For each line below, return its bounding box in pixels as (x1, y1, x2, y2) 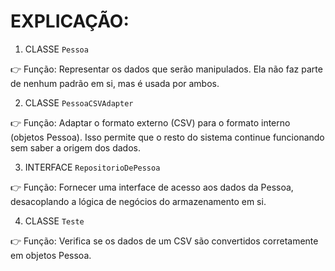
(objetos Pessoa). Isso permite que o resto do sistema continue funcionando (10, 131, 325, 143)
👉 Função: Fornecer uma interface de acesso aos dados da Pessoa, (10, 181, 294, 193)
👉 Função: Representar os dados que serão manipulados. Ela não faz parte (10, 63, 323, 75)
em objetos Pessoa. (10, 249, 92, 261)
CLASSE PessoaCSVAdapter (24, 96, 134, 109)
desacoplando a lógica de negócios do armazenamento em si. (10, 195, 267, 207)
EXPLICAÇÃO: (10, 10, 130, 33)
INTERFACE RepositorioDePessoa (24, 161, 161, 173)
